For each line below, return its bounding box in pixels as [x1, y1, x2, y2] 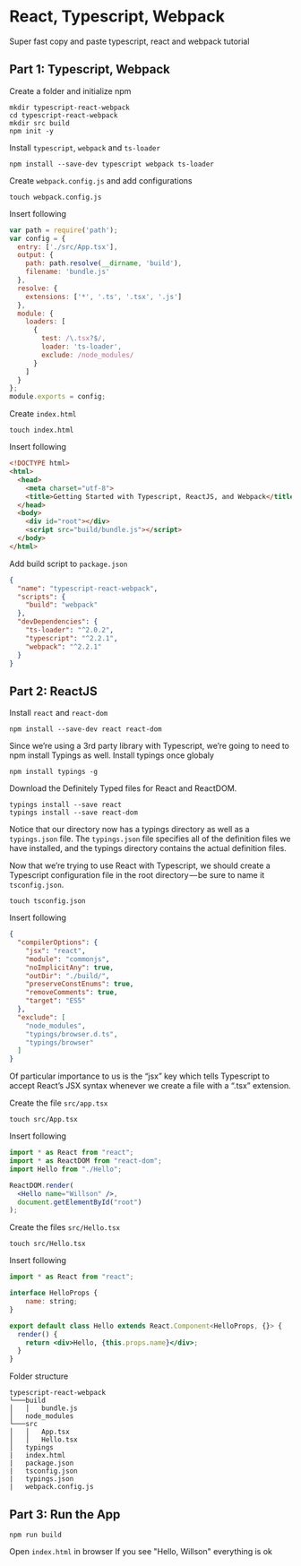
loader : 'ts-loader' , [41, 342, 123, 351]
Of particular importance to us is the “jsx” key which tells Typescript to [9, 1071, 271, 1081]
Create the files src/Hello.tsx [9, 1222, 121, 1233]
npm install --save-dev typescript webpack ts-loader [9, 159, 215, 168]
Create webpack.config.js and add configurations [9, 175, 193, 185]
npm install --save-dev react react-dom [9, 725, 163, 734]
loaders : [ [25, 317, 66, 326]
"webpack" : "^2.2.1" [25, 642, 102, 651]
